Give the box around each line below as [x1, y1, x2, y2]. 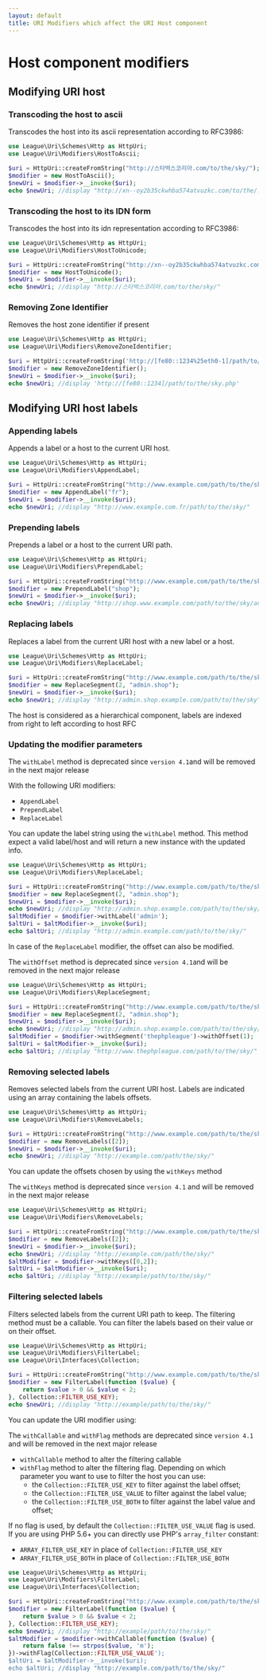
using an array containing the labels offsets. [8, 1093, 153, 1103]
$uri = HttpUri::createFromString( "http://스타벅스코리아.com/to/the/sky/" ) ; [8, 164, 261, 172]
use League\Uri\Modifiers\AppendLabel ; [8, 466, 141, 474]
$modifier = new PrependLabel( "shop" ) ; [8, 584, 141, 592]
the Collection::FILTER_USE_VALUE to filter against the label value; [31, 1488, 247, 1497]
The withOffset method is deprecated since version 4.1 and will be [8, 957, 229, 966]
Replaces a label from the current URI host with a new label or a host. [8, 636, 235, 646]
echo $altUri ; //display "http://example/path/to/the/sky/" [8, 1273, 212, 1281]
